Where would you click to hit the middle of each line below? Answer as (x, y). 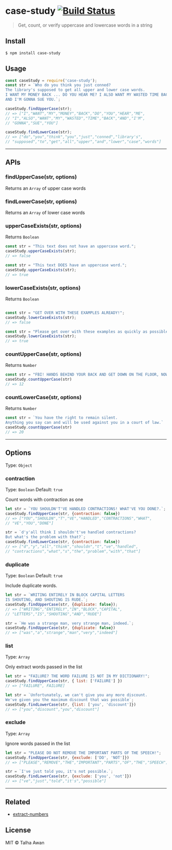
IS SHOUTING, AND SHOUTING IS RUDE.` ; (47, 600)
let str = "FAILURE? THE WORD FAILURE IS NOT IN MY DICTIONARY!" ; (78, 676)
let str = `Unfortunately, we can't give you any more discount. (76, 695)
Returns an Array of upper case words (46, 188)
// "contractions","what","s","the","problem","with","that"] (73, 551)
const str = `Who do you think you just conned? (58, 85)
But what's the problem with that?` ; (46, 537)
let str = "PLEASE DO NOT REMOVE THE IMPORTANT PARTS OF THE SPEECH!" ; (83, 753)
